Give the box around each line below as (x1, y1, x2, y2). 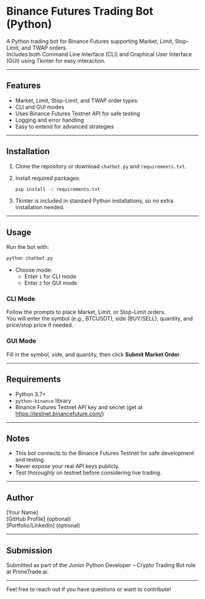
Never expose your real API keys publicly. (15, 463, 120, 470)
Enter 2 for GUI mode (24, 280, 77, 287)
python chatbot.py (6, 255, 53, 261)
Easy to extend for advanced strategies (15, 122, 114, 130)
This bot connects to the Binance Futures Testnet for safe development (15, 450, 194, 457)
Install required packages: (15, 174, 81, 182)
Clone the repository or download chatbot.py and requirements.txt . (15, 162, 187, 169)
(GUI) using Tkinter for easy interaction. (6, 57, 106, 64)
